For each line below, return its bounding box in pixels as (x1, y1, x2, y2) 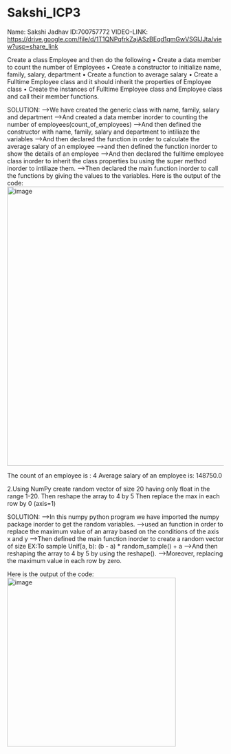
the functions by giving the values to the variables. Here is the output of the (7, 171, 221, 180)
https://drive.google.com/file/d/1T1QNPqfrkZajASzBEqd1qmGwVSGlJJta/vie (7, 34, 222, 43)
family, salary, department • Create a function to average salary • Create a (7, 70, 219, 79)
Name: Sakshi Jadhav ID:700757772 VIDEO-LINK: (7, 28, 148, 36)
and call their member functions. (7, 92, 100, 101)
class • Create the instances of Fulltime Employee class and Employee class (7, 85, 223, 93)
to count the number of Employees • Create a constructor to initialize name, (7, 63, 221, 71)
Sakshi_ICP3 (7, 5, 81, 21)
